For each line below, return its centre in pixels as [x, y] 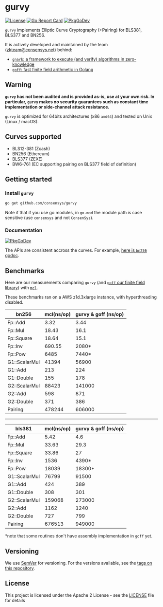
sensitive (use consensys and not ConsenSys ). [49, 218]
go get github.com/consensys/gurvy [41, 203]
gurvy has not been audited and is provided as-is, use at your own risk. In [80, 96]
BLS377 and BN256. [25, 35]
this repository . [20, 568]
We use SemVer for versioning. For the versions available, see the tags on [79, 563]
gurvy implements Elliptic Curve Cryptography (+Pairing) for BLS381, [73, 30]
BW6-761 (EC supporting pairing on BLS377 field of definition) [74, 164]
